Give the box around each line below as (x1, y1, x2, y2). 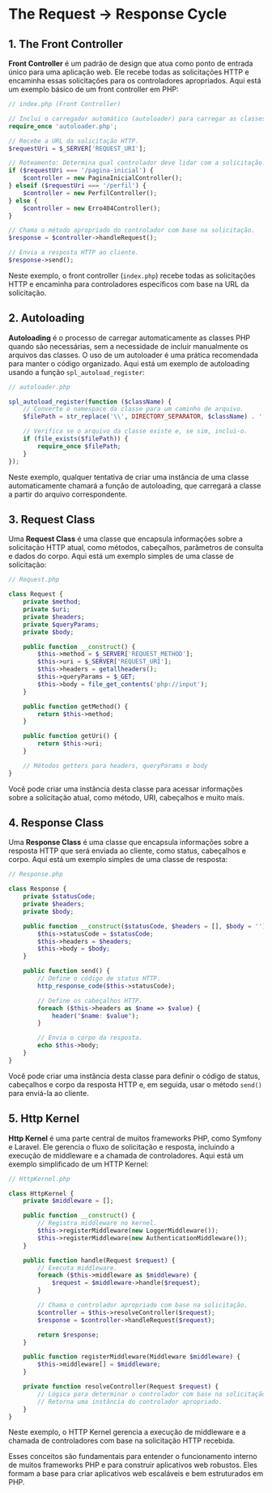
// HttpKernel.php (8, 1175, 70, 1183)
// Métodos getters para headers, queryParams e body (23, 761, 208, 770)
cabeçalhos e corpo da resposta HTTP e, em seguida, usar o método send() (8, 1079, 263, 1090)
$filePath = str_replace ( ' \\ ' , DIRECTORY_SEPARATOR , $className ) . (23, 412, 255, 421)
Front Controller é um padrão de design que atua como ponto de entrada (8, 58, 253, 68)
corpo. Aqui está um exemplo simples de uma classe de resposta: (8, 855, 228, 864)
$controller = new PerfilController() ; (23, 189, 158, 197)
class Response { (8, 885, 67, 894)
